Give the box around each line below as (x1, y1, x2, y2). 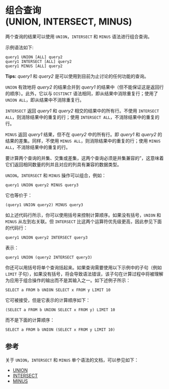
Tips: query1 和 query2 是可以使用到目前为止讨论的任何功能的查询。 (5, 73, 149, 79)
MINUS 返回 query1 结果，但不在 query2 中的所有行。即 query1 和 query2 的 (5, 131, 162, 137)
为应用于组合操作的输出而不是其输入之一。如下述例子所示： (5, 277, 131, 283)
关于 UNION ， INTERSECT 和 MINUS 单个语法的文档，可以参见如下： (5, 357, 139, 363)
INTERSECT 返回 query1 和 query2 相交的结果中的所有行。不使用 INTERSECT (5, 107, 159, 114)
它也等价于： (5, 192, 32, 198)
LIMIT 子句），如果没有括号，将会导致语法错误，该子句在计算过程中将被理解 (5, 271, 163, 277)
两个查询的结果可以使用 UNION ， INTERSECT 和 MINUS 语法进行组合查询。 (5, 33, 152, 39)
